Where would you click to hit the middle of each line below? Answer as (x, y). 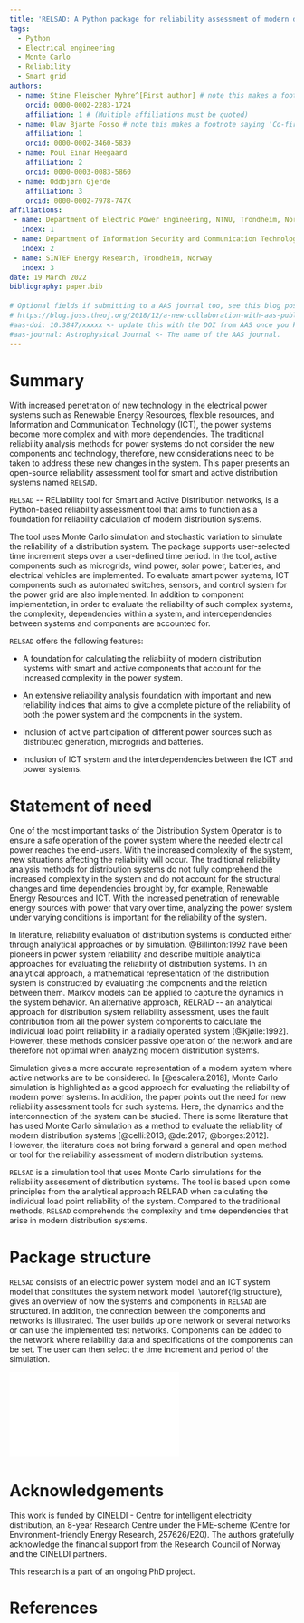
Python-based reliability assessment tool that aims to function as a (133, 510)
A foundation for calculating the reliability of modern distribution (142, 659)
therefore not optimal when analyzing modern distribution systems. (134, 1050)
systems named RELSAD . (53, 483)
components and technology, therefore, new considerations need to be (142, 454)
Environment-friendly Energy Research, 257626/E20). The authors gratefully (152, 1535)
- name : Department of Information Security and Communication (135, 239)
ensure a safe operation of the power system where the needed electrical (146, 840)
